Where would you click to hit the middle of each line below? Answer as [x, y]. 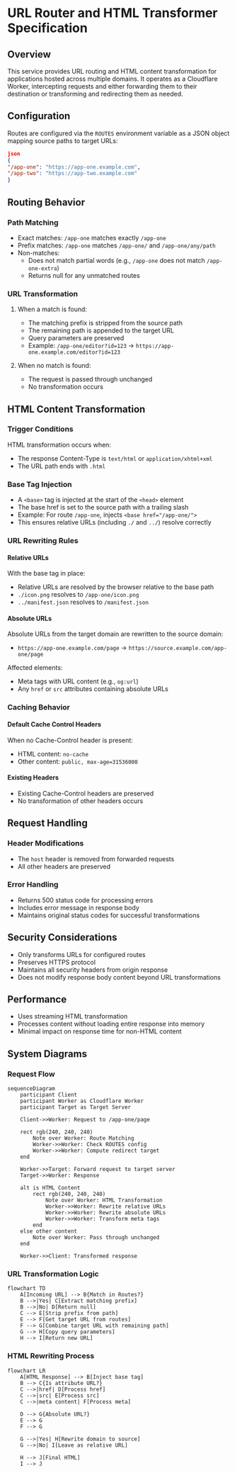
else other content [49, 1231]
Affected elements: [35, 668]
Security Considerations [63, 937]
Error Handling [33, 885]
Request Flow [31, 1074]
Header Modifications [46, 844]
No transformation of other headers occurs [80, 801]
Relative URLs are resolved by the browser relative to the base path [116, 587]
